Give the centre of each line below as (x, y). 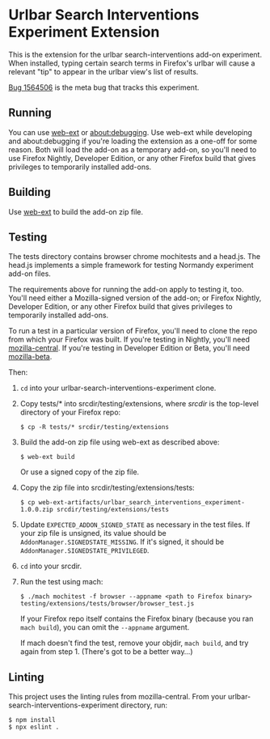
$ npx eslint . (34, 727)
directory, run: (144, 705)
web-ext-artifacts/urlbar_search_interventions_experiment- (141, 503)
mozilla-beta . (30, 357)
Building (30, 192)
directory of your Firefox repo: (70, 412)
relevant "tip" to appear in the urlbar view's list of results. (103, 71)
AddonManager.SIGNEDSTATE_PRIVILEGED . (84, 550)
